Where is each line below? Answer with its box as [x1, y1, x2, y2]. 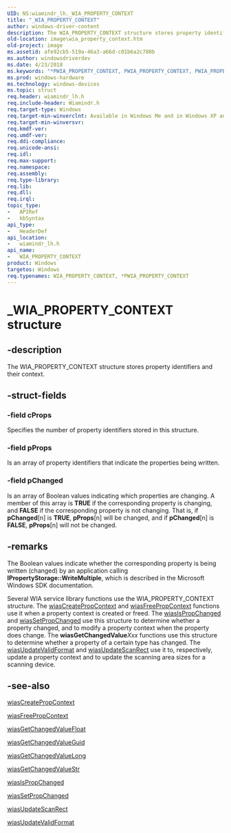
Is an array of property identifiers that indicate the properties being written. [7, 458, 220, 467]
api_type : [7, 221, 36, 228]
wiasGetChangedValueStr [7, 765, 80, 773]
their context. [7, 370, 45, 378]
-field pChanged [7, 476, 63, 485]
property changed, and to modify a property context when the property [7, 624, 210, 632]
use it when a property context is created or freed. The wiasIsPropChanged [7, 609, 221, 617]
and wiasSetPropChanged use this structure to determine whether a [7, 616, 200, 624]
